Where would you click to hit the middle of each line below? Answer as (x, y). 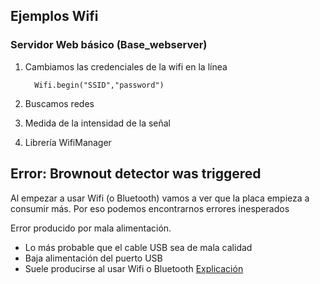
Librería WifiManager (68, 142)
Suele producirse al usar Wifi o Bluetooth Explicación (134, 268)
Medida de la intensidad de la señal (97, 123)
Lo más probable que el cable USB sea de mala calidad (138, 247)
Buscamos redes (59, 103)
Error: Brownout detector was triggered (136, 174)
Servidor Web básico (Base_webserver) (109, 45)
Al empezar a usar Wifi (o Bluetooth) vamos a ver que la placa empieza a (160, 198)
